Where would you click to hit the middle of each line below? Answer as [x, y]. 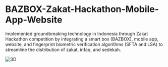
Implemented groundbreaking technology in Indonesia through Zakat [77, 33]
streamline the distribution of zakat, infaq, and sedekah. [63, 49]
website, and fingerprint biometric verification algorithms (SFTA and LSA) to [84, 44]
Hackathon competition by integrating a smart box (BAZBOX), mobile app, [82, 39]
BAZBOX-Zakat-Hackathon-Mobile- [82, 9]
